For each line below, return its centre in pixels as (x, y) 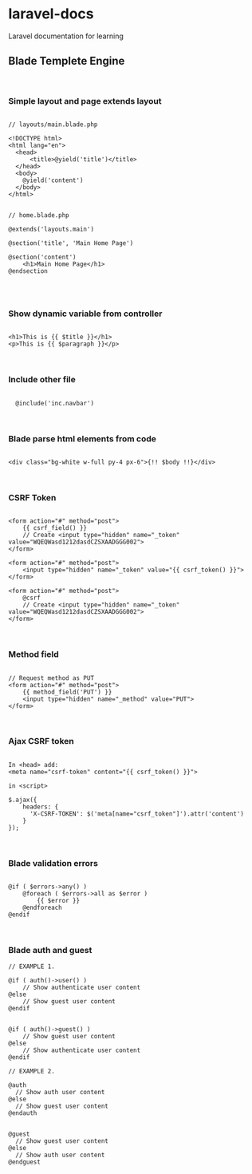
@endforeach (42, 908)
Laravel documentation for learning (66, 36)
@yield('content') (53, 180)
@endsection (28, 271)
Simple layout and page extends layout (85, 101)
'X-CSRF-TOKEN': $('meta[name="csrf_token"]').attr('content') (137, 814)
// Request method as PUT (51, 678)
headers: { (41, 807)
